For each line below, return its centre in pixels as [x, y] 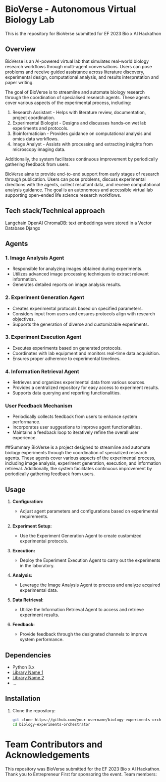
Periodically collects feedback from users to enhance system [75, 416]
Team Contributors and [54, 744]
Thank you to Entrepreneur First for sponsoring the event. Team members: [81, 774]
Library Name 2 [28, 678]
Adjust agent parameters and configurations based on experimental [89, 511]
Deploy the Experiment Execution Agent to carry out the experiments [90, 560]
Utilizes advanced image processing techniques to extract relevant [81, 274]
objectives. [24, 319]
